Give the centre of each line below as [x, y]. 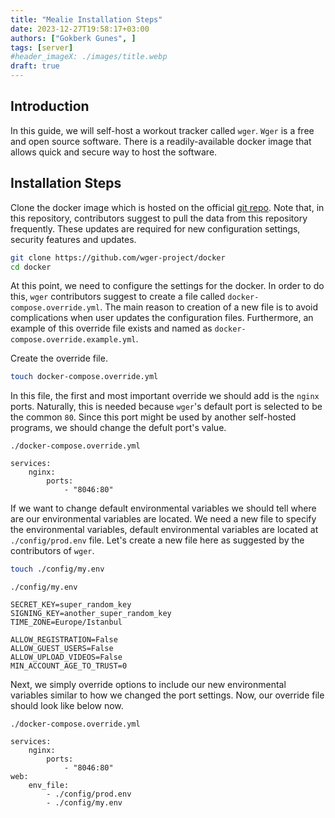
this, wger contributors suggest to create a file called [118, 297]
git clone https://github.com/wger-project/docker [118, 257]
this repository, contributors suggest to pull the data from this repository [159, 218]
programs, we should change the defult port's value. [118, 428]
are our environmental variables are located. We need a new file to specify [163, 519]
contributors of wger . [52, 551]
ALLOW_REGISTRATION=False [64, 640]
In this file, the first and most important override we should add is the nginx [165, 396]
